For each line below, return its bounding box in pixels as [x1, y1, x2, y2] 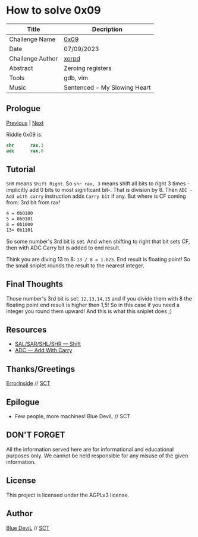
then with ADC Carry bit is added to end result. [6, 244, 121, 251]
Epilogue [6, 397, 40, 407]
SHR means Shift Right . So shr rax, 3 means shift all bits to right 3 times [6, 180, 186, 187]
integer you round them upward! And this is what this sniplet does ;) [6, 307, 172, 315]
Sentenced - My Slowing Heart [63, 83, 151, 91]
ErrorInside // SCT [6, 380, 51, 387]
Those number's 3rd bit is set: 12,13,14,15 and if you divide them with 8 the [6, 295, 192, 302]
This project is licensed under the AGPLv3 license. [6, 491, 130, 498]
